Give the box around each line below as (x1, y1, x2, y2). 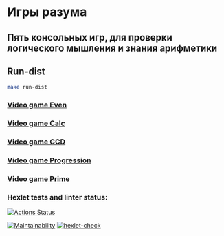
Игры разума (7, 4, 87, 20)
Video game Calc (7, 118, 65, 128)
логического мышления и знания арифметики (7, 42, 218, 54)
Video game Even (7, 100, 67, 110)
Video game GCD (7, 137, 66, 147)
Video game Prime (7, 173, 70, 183)
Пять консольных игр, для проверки (7, 32, 173, 43)
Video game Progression (7, 155, 91, 165)
